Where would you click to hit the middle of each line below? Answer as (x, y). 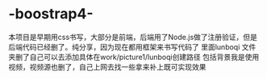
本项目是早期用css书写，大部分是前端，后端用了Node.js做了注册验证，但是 (133, 37)
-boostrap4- (51, 14)
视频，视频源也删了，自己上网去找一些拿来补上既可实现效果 (107, 67)
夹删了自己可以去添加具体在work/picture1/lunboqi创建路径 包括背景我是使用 (134, 57)
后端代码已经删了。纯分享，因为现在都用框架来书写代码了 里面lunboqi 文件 (132, 47)
